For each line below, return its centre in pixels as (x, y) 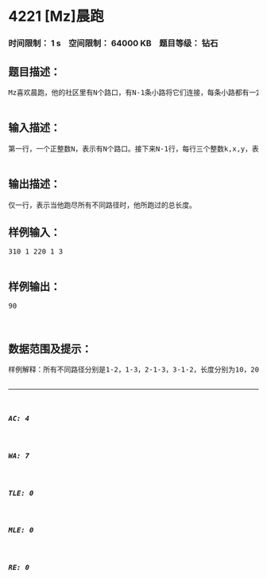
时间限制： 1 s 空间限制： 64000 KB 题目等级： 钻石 (113, 43)
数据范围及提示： (50, 349)
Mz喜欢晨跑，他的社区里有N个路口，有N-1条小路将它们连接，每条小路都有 (129, 92)
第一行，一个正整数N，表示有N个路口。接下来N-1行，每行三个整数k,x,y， (130, 149)
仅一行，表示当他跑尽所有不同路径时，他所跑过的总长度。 (102, 205)
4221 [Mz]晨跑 (56, 16)
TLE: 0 (21, 493)
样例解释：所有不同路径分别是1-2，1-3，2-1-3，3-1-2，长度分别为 (122, 369)
